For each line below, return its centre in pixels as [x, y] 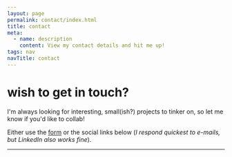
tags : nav [21, 52]
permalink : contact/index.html [52, 20]
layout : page [26, 13]
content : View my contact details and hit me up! [93, 45]
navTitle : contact [33, 59]
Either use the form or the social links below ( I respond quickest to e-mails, [114, 132]
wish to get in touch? [68, 92]
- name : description [43, 39]
